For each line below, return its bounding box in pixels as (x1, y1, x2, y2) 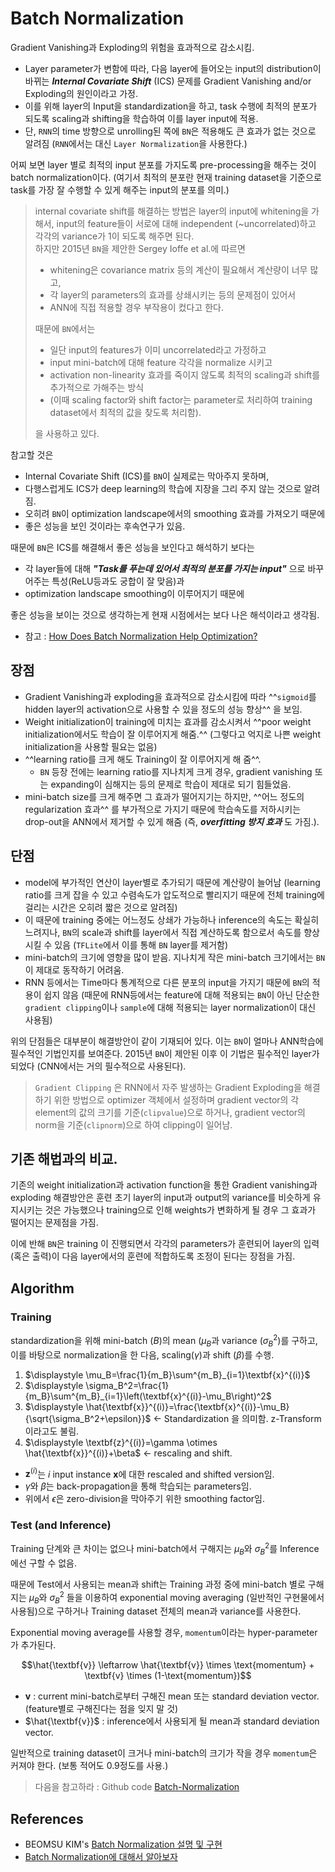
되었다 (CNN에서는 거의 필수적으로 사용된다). (10, 1060, 187, 1072)
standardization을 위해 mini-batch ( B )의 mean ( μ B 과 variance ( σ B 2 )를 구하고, (10, 1333, 318, 1349)
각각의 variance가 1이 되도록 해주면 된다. (34, 230, 195, 242)
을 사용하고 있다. (34, 427, 100, 439)
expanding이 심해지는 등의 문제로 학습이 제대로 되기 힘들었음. (50, 778, 292, 790)
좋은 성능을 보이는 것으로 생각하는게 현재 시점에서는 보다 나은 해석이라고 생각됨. (10, 608, 320, 621)
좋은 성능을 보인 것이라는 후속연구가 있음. (24, 520, 186, 532)
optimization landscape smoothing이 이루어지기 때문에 (24, 587, 245, 599)
